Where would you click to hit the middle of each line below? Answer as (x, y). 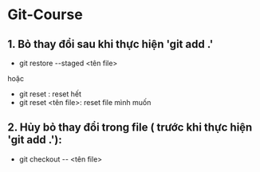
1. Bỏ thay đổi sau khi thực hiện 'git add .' (110, 44)
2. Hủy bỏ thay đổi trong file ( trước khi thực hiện (130, 128)
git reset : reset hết (50, 94)
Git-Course (45, 15)
